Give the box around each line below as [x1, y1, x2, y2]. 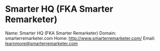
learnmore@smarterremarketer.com [5, 40, 78, 46]
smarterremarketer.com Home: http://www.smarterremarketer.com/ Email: [5, 35, 156, 41]
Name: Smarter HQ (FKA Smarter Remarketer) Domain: [5, 30, 117, 36]
